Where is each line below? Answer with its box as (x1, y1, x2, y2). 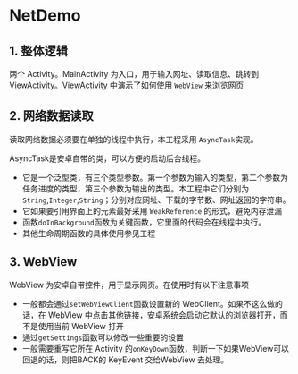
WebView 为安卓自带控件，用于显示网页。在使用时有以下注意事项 (9, 279, 250, 290)
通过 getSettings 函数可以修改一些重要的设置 (21, 332, 185, 343)
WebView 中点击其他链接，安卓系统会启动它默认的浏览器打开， (47, 310, 281, 320)
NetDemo (9, 5, 81, 26)
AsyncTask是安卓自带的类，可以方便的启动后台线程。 (9, 153, 206, 164)
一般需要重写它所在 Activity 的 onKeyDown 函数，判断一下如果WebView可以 (21, 343, 290, 353)
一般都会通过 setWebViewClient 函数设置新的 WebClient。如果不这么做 (21, 298, 276, 309)
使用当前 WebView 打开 (37, 320, 125, 331)
